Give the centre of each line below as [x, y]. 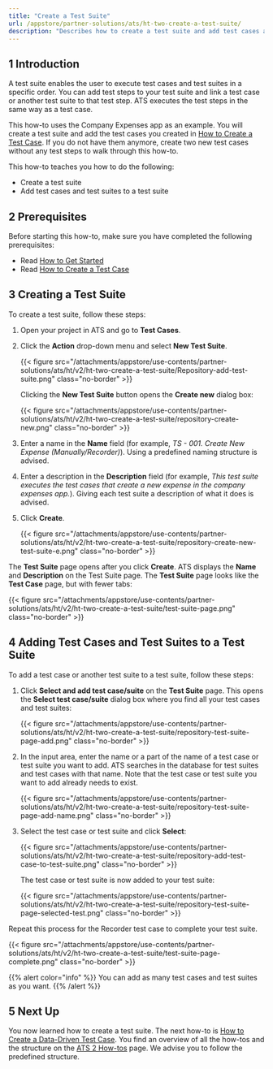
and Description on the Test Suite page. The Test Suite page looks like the [134, 575]
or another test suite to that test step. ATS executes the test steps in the [128, 101]
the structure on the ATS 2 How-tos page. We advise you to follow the [126, 1048]
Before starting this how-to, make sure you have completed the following [130, 236]
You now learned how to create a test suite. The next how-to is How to [126, 1031]
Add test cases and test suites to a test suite [94, 191]
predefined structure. [44, 1057]
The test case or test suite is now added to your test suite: [117, 880]
